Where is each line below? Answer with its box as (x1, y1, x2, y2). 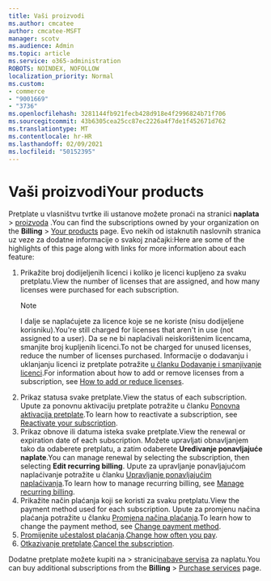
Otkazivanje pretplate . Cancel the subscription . (19, 539, 175, 549)
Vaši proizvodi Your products (8, 182, 205, 201)
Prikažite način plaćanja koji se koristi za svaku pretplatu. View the (19, 496, 240, 506)
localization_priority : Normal (8, 72, 114, 80)
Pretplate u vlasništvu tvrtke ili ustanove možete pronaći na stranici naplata (8, 209, 260, 219)
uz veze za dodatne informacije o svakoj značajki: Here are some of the (8, 235, 245, 245)
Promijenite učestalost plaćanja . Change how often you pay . (19, 530, 218, 540)
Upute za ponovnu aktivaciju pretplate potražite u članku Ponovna (19, 401, 240, 411)
